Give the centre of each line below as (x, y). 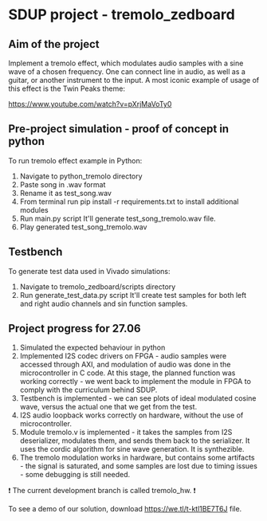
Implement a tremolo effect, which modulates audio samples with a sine (126, 63)
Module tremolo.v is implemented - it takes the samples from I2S (126, 433)
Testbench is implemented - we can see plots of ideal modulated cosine (138, 398)
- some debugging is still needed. (75, 475)
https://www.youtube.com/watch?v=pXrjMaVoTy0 (90, 104)
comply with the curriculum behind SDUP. (88, 390)
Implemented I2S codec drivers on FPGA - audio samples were (123, 356)
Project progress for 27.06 (75, 329)
